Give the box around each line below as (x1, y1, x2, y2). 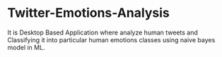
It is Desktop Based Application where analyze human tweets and (7, 28, 198, 37)
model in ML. (7, 43, 45, 51)
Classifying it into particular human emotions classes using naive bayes (7, 35, 216, 44)
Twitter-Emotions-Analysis (7, 5, 170, 21)
